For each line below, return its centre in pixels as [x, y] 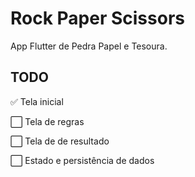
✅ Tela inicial [37, 101]
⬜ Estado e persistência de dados [82, 160]
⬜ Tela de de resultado [60, 141]
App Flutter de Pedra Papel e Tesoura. [89, 46]
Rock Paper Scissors [97, 18]
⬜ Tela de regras [47, 121]
